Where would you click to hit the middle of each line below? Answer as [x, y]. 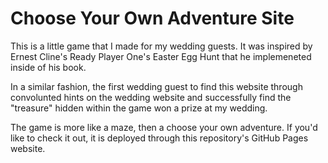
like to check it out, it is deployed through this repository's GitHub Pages [159, 138]
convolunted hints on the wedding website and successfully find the [151, 97]
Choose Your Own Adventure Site [152, 18]
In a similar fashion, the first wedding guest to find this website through [156, 86]
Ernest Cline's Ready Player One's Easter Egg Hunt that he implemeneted [161, 56]
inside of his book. [48, 67]
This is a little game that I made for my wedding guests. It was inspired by [161, 46]
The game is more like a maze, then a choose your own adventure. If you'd [164, 127]
